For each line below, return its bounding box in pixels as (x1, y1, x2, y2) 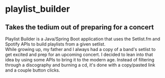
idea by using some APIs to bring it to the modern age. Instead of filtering (5, 57, 155, 62)
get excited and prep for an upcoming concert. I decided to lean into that (5, 52, 153, 57)
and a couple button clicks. (5, 67, 60, 73)
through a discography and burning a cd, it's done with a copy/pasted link (5, 62, 156, 68)
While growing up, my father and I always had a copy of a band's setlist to (5, 47, 156, 52)
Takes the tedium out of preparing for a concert (5, 23, 154, 31)
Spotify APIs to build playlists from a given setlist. (5, 41, 106, 47)
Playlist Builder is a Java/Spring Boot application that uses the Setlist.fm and (5, 36, 161, 42)
